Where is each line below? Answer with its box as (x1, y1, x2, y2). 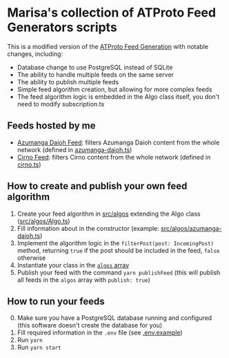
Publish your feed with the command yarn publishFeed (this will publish (17, 268, 221, 276)
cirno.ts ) (17, 160, 41, 169)
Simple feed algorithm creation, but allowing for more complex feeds (17, 85, 212, 93)
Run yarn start (17, 343, 61, 352)
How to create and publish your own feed (7, 180, 188, 192)
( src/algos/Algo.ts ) (17, 216, 70, 225)
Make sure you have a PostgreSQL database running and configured (17, 314, 212, 322)
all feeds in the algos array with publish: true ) (17, 275, 150, 284)
